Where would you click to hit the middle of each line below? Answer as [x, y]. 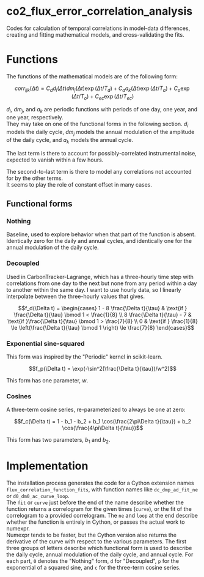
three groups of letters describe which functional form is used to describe [99, 548]
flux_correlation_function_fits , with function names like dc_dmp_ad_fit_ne [102, 489]
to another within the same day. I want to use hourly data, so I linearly [94, 289]
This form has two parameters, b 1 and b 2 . [58, 441]
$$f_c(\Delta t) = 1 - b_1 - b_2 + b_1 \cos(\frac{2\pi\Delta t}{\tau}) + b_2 [103, 422]
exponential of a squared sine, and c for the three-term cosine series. [94, 567]
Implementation [47, 466]
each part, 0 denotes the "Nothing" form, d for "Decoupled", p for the [93, 560]
